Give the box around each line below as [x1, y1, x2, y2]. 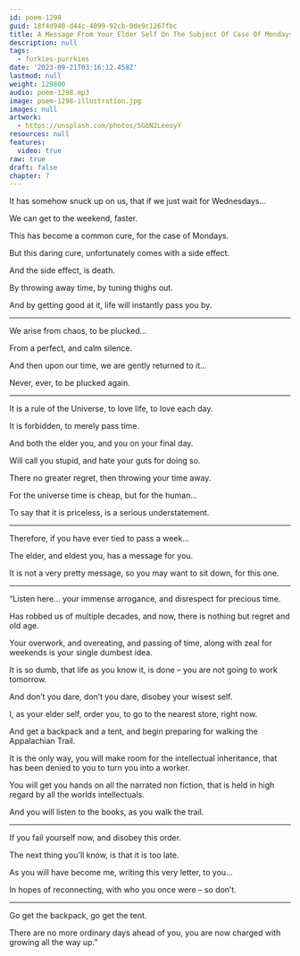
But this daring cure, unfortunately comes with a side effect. [9, 248, 230, 259]
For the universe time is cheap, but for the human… [9, 490, 198, 501]
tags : [9, 47, 29, 55]
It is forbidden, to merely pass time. [9, 421, 140, 431]
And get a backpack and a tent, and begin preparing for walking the [9, 726, 259, 737]
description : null [9, 38, 78, 47]
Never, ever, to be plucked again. [9, 378, 131, 388]
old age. [9, 620, 39, 631]
